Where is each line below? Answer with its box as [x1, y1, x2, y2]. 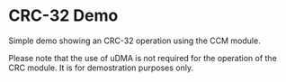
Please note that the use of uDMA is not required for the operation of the [8, 52, 278, 63]
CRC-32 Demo [8, 5, 119, 26]
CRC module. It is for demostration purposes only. [8, 62, 194, 73]
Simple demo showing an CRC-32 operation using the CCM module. [8, 35, 262, 46]
